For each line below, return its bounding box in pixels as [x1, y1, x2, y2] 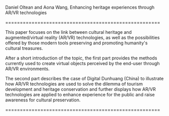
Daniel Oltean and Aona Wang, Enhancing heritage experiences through [5, 5, 155, 10]
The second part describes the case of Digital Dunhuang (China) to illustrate [5, 76, 164, 81]
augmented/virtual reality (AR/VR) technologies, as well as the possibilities [5, 35, 160, 40]
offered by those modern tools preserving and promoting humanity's [5, 40, 148, 46]
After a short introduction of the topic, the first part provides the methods [5, 55, 157, 61]
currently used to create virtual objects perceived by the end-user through [5, 61, 160, 66]
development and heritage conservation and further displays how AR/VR [5, 86, 156, 92]
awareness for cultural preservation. [5, 97, 81, 103]
